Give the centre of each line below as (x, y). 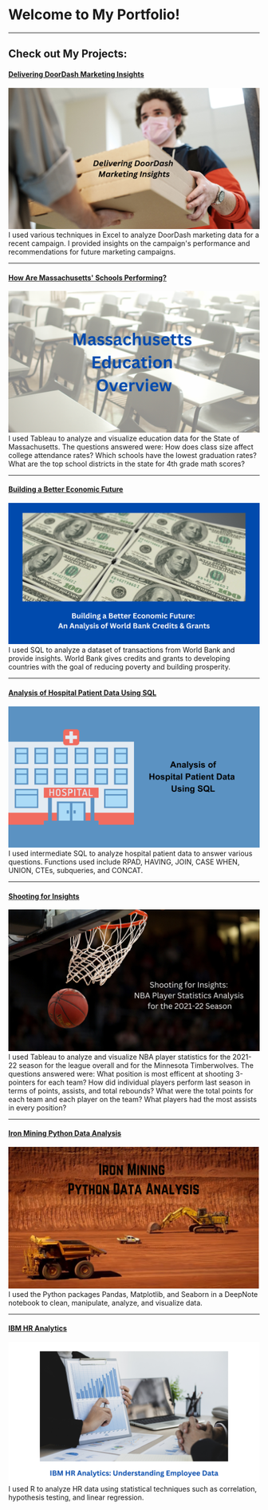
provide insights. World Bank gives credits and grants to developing (119, 658)
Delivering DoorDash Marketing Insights (77, 74)
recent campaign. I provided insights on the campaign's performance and (129, 243)
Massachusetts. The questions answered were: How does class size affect (131, 447)
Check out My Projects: (68, 54)
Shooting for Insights (44, 896)
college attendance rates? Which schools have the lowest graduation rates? (132, 455)
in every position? (37, 1108)
